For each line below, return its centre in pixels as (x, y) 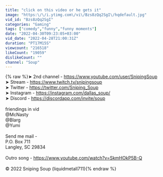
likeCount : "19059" (26, 53)
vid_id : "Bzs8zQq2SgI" (29, 19)
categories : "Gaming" (28, 24)
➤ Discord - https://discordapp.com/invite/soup (55, 98)
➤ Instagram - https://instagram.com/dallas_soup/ (58, 93)
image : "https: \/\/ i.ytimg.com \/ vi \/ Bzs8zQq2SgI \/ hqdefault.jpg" (76, 15)
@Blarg (13, 120)
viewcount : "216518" (27, 48)
